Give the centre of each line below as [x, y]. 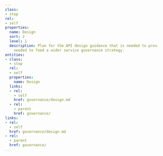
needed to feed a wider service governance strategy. [69, 50]
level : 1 [18, 41]
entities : [15, 55]
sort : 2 [17, 37]
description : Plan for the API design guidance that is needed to [78, 46]
